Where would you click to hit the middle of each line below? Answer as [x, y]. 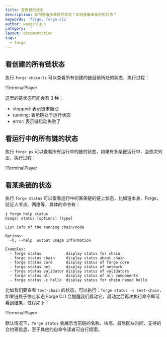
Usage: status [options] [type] [39, 219]
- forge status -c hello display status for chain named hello [78, 280]
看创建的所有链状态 [35, 64]
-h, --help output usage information [51, 241]
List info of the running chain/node [45, 227]
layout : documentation [29, 33]
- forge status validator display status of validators [69, 272]
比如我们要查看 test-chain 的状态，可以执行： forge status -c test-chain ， [85, 290]
